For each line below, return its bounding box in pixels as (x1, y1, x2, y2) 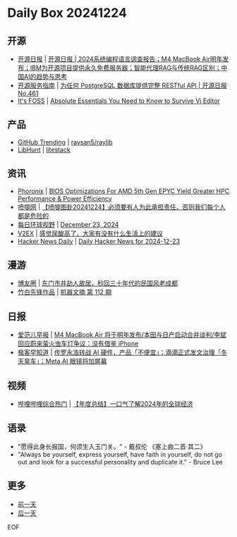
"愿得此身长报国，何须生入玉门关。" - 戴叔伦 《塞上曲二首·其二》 (17, 442, 207, 450)
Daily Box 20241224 (7, 5, 127, 21)
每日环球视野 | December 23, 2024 (17, 220, 119, 228)
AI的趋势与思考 (23, 73, 68, 80)
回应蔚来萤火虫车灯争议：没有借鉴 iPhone (17, 340, 139, 348)
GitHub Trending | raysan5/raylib (17, 137, 113, 146)
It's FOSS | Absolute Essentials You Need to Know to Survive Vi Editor (17, 97, 221, 105)
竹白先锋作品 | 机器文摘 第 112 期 (17, 288, 112, 297)
